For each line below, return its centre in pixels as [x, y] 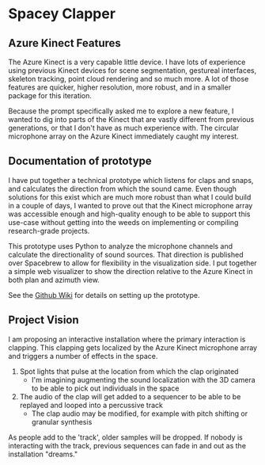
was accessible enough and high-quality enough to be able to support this [129, 214]
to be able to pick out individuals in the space [105, 388]
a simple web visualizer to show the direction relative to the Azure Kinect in [131, 271]
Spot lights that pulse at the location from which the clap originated [129, 371]
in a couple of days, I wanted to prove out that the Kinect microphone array [131, 205]
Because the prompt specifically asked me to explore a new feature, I [121, 111]
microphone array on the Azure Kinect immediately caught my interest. [123, 136]
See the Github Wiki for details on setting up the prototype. [104, 295]
